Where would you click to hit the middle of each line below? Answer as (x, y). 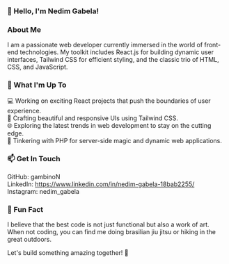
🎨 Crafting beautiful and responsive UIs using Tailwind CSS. (93, 118)
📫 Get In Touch (34, 159)
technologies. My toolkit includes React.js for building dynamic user (117, 52)
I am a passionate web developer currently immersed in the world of (105, 45)
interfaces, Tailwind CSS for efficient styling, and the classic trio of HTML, (113, 60)
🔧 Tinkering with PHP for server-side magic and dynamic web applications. (115, 140)
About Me (24, 29)
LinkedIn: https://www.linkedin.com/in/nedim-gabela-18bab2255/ (101, 184)
